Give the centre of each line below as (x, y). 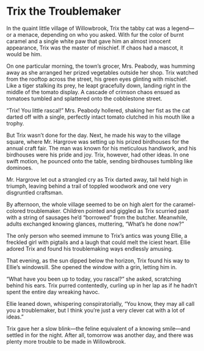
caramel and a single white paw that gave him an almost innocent (89, 41)
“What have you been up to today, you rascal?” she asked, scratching (94, 279)
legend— (183, 28)
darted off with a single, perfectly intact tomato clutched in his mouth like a (100, 117)
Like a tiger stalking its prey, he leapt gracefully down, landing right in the (99, 85)
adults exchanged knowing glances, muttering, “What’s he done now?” (95, 224)
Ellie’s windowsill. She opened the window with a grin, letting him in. (92, 267)
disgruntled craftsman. (35, 192)
